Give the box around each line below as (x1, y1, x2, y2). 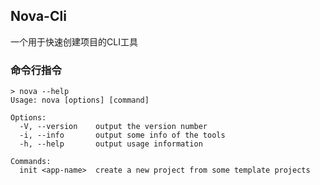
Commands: (10, 157, 52, 167)
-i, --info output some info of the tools (19, 130, 226, 141)
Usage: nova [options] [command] (10, 95, 150, 106)
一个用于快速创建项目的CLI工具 (10, 35, 138, 48)
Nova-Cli (10, 8, 67, 25)
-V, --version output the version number (19, 122, 208, 132)
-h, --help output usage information (19, 139, 203, 149)
